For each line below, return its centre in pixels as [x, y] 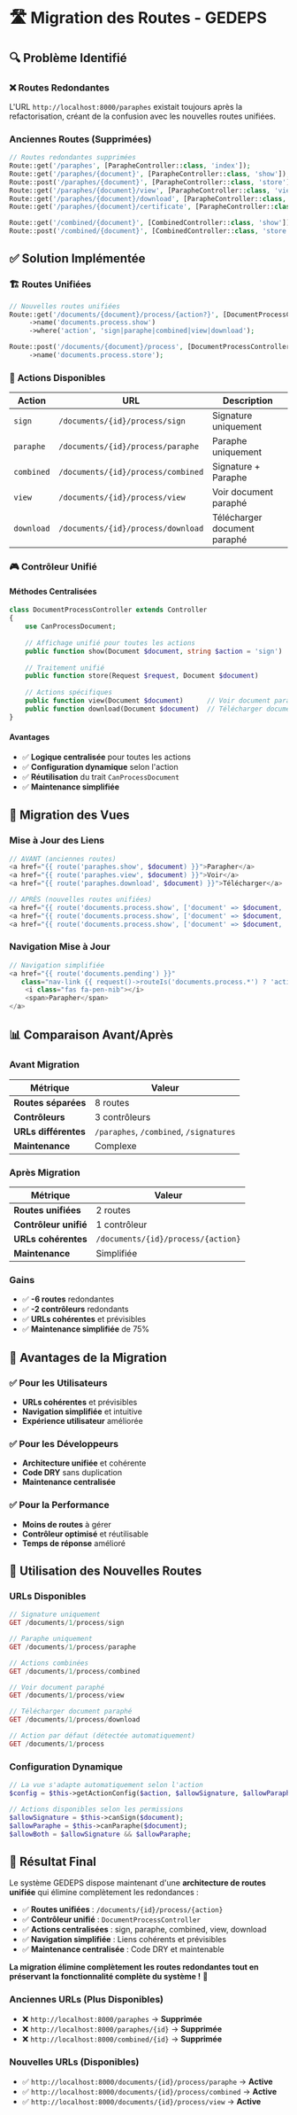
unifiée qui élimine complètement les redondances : [104, 1893]
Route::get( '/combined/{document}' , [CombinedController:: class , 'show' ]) [150, 223]
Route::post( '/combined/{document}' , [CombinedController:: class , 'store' [150, 231]
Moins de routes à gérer [67, 1524]
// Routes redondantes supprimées [73, 158]
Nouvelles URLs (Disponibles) [74, 2062]
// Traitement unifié [65, 668]
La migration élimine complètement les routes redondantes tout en [134, 1967]
